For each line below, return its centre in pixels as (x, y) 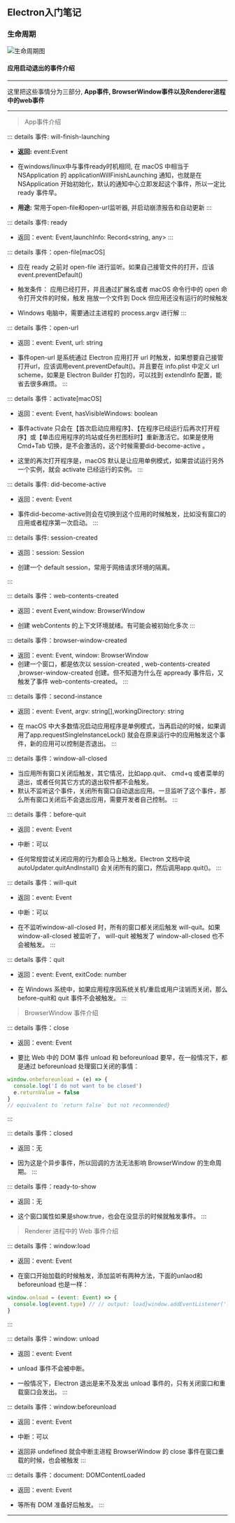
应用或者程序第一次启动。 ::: (58, 523)
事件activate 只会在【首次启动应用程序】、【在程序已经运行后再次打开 (115, 428)
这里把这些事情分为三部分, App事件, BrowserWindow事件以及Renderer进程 (116, 91)
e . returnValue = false (47, 1092)
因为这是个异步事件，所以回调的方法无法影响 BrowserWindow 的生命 (116, 1163)
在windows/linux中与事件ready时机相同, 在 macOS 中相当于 (103, 166)
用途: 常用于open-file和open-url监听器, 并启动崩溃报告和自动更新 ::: (114, 207)
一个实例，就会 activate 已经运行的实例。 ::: (80, 469)
